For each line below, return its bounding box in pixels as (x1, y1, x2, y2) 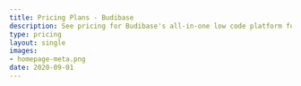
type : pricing (9, 30, 63, 39)
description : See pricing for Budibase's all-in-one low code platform (9, 21, 282, 30)
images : (9, 47, 39, 56)
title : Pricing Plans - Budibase (9, 13, 134, 22)
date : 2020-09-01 (9, 64, 74, 73)
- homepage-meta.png (9, 55, 87, 64)
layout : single (9, 38, 66, 47)
